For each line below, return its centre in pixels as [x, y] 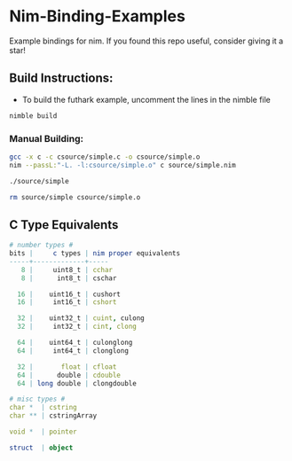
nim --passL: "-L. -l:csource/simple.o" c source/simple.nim [123, 165]
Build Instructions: [61, 78]
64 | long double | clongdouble [77, 383]
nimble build [33, 116]
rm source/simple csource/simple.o [75, 197]
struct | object [41, 448]
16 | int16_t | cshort [67, 302]
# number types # [41, 246]
